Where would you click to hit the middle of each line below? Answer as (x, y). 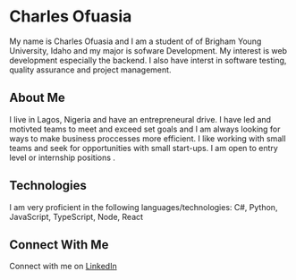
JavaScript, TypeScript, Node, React (76, 216)
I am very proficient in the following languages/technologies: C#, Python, (144, 207)
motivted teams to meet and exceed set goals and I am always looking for (145, 129)
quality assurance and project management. (90, 70)
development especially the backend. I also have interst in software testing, (148, 60)
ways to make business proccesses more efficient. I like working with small (148, 138)
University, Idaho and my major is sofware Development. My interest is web (148, 50)
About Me (37, 98)
